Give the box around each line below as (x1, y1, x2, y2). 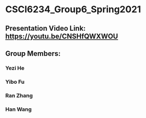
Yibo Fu (5, 78, 25, 85)
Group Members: (5, 49, 61, 58)
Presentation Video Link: (5, 24, 86, 33)
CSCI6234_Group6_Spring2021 (5, 4, 141, 15)
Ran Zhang (5, 92, 33, 99)
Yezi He (5, 64, 25, 72)
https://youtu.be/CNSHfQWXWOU (5, 32, 118, 40)
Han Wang (5, 106, 32, 113)
